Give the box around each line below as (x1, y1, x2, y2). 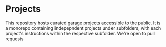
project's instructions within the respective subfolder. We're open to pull (5, 30, 155, 36)
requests (5, 36, 24, 42)
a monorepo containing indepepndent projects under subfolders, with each (5, 25, 161, 31)
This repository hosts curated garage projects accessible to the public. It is (5, 20, 161, 26)
